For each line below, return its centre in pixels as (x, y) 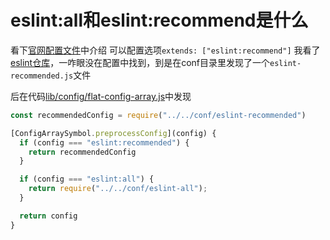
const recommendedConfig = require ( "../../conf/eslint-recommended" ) (158, 115)
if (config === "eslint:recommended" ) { (104, 142)
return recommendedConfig (82, 152)
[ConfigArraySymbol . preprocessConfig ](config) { (113, 133)
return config (48, 216)
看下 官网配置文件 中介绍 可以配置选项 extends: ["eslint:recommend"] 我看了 (165, 50)
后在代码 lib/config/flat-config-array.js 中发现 (101, 96)
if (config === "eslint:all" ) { (87, 179)
